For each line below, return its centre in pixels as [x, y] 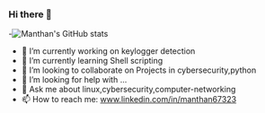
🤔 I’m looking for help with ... [74, 80]
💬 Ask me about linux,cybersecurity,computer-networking [128, 90]
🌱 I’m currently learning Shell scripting [92, 61]
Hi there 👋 [31, 14]
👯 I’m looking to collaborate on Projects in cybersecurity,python [139, 70]
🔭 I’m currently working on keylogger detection [108, 51]
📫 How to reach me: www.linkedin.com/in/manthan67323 [129, 100]
